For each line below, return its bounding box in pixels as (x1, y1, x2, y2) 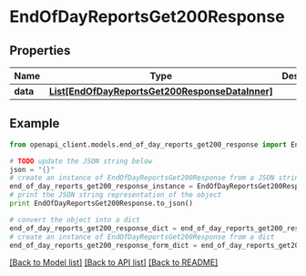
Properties (9, 43, 71, 58)
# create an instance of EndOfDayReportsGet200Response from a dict (9, 232, 275, 241)
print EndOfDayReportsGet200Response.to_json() (9, 199, 194, 209)
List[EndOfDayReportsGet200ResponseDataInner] (48, 85, 273, 97)
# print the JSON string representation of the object (9, 190, 222, 199)
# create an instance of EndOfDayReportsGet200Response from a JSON (9, 173, 275, 183)
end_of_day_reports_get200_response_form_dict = (9, 240, 198, 250)
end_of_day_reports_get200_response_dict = (9, 223, 178, 233)
